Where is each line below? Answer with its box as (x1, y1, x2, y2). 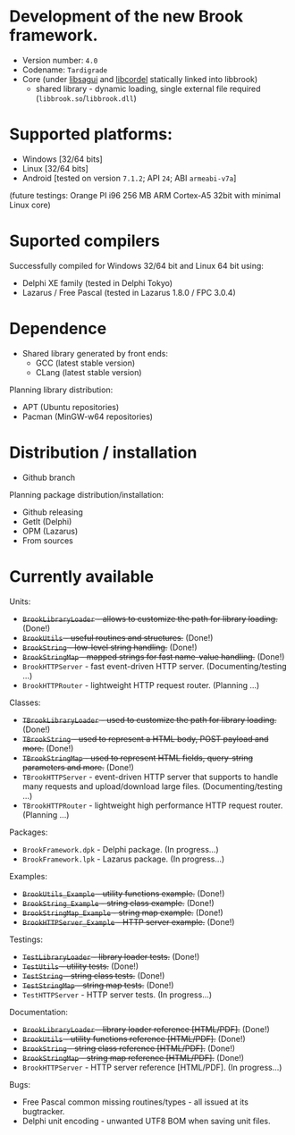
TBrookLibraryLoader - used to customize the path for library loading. (21, 714, 277, 725)
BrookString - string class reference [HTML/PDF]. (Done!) (21, 1043, 235, 1054)
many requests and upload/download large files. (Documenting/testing (21, 780, 283, 792)
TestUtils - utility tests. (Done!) (21, 961, 139, 971)
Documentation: (9, 1006, 69, 1017)
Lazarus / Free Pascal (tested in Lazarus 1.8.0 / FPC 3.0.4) (21, 287, 236, 298)
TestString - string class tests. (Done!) (21, 970, 165, 980)
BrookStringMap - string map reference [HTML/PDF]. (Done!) (21, 1052, 244, 1063)
